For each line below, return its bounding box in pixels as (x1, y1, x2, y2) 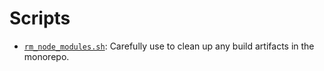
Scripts (9, 7, 71, 30)
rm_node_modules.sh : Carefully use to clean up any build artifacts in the (23, 40, 315, 52)
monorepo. (23, 50, 70, 62)
